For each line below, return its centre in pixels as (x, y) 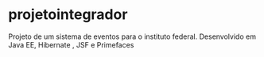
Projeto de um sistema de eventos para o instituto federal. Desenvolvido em (132, 36)
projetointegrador (68, 15)
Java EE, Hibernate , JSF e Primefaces (71, 44)
